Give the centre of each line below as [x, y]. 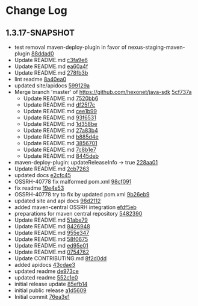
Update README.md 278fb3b [51, 73]
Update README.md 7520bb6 [61, 98]
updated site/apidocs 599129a [52, 86]
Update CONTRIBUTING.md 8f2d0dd [60, 258]
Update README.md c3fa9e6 [51, 60]
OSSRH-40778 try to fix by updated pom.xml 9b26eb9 [82, 194]
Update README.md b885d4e [61, 137]
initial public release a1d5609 [50, 290]
